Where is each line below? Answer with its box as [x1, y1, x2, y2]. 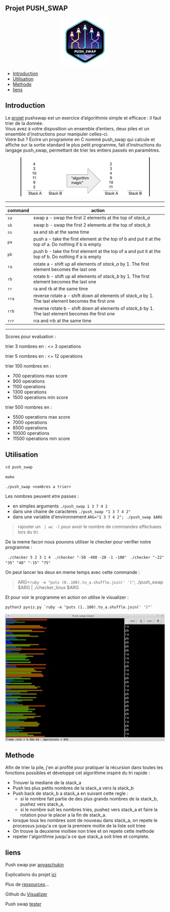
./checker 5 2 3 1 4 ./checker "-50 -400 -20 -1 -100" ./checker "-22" [7, 555, 164, 560]
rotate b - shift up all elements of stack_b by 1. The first [33, 273, 150, 279]
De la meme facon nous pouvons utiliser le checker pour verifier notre [5, 539, 151, 545]
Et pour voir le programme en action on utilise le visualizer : [5, 594, 129, 600]
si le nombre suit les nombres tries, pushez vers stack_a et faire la [20, 807, 158, 813]
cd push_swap [5, 465, 33, 470]
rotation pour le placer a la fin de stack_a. [20, 812, 107, 818]
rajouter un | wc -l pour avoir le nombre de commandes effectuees [17, 524, 162, 530]
